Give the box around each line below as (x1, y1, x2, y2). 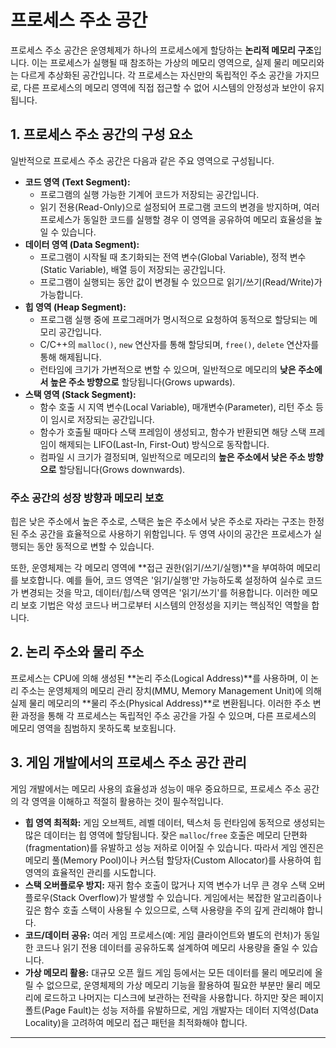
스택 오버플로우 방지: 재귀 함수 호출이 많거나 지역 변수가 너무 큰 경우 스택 (24, 879, 307, 891)
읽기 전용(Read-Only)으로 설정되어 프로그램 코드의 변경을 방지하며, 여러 (39, 201, 320, 213)
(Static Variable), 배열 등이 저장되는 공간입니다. (39, 263, 227, 275)
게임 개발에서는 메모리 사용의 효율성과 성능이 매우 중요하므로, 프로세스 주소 (10, 782, 302, 795)
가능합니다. (39, 288, 84, 300)
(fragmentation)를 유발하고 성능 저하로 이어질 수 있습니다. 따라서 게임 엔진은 (24, 841, 325, 853)
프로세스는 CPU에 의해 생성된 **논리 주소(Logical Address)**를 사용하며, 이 (10, 672, 309, 684)
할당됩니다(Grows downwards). (58, 463, 186, 475)
